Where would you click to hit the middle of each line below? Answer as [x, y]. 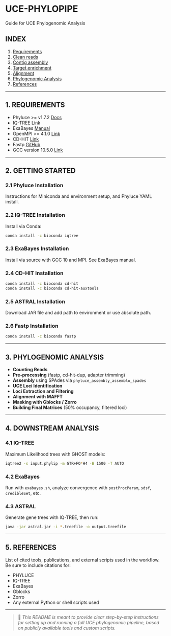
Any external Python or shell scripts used [56, 602]
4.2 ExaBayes [22, 476]
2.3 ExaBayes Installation [37, 248]
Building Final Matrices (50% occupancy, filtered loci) [70, 407]
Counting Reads [30, 370]
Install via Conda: [23, 226]
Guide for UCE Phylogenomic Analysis [45, 23]
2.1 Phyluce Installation [34, 185]
